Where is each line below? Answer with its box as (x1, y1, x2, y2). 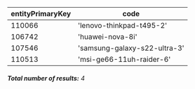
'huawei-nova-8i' (77, 32, 138, 41)
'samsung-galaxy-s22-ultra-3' (77, 43, 184, 53)
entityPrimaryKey (11, 9, 72, 18)
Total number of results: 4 (7, 74, 86, 82)
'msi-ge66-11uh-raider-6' (77, 55, 171, 64)
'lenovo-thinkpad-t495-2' (77, 21, 168, 30)
